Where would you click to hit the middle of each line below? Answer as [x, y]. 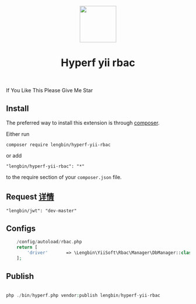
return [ [27, 247]
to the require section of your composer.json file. [64, 177]
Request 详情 [30, 197]
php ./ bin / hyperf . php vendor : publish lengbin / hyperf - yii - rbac [83, 295]
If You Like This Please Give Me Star [50, 90]
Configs [21, 228]
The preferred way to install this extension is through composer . [83, 123]
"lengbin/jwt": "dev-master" [41, 211]
